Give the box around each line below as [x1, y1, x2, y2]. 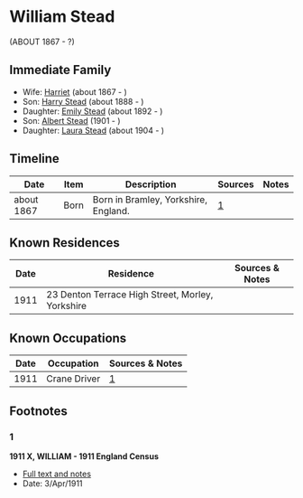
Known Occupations [9, 330, 127, 345]
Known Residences [9, 235, 120, 250]
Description [124, 178, 177, 191]
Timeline [9, 151, 60, 166]
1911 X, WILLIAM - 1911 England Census [9, 450, 160, 462]
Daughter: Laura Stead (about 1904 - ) [22, 125, 165, 136]
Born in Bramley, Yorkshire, [92, 193, 207, 205]
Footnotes [9, 403, 68, 418]
